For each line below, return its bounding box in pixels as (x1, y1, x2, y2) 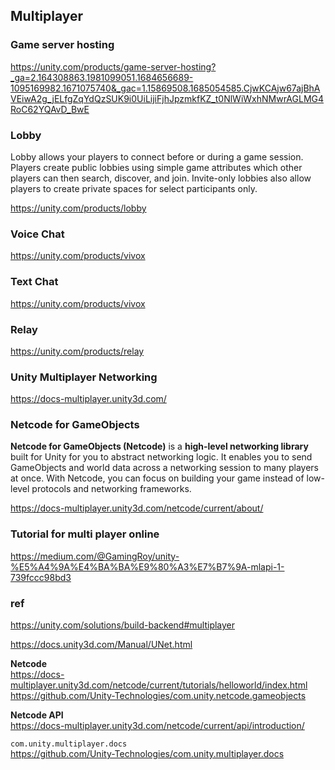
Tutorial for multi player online (10, 527, 160, 541)
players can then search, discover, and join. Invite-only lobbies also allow (10, 172, 312, 184)
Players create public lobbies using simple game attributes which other (10, 161, 303, 173)
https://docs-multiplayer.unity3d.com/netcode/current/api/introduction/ (10, 720, 305, 732)
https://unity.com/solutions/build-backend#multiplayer (10, 619, 236, 631)
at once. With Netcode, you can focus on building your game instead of (10, 472, 305, 484)
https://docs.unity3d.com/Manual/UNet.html (10, 639, 193, 651)
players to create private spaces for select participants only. (10, 182, 258, 194)
